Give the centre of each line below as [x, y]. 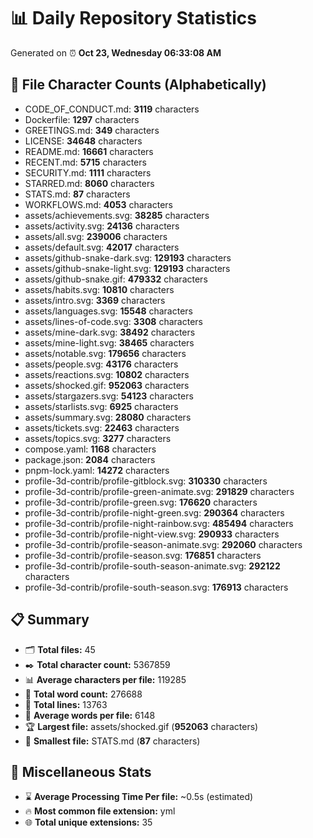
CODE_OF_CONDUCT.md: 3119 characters [112, 109]
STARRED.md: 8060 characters [89, 183]
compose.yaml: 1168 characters [90, 449]
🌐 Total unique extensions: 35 [88, 822]
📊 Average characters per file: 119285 [105, 679]
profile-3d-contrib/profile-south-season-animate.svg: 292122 [152, 566]
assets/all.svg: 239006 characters [96, 236]
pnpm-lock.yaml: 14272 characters [97, 470]
